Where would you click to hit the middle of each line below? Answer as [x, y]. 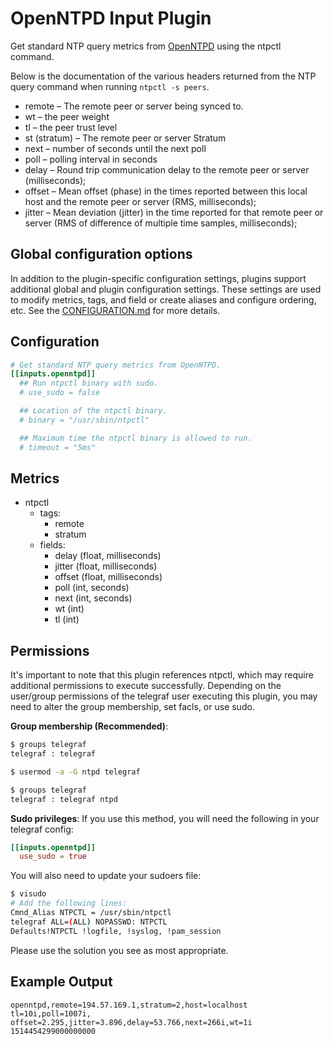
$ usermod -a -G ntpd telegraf [75, 772]
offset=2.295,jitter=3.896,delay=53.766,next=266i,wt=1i [131, 1022]
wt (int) [69, 609]
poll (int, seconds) [92, 588]
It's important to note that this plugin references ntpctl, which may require [162, 675]
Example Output [61, 982]
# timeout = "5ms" [58, 447]
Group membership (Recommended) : [89, 726]
